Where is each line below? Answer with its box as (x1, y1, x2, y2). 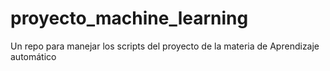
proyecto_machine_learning (10, 7, 249, 30)
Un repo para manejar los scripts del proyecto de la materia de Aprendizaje (10, 40, 320, 52)
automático (10, 50, 57, 62)
